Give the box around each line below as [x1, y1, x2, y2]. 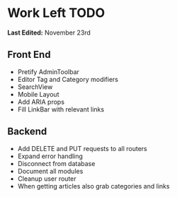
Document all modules [17, 167, 84, 175]
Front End [7, 49, 51, 61]
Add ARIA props [17, 97, 65, 106]
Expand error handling [17, 152, 84, 160]
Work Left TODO [7, 5, 105, 21]
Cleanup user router [17, 174, 76, 183]
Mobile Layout [17, 90, 59, 98]
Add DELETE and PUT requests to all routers [17, 144, 147, 153]
